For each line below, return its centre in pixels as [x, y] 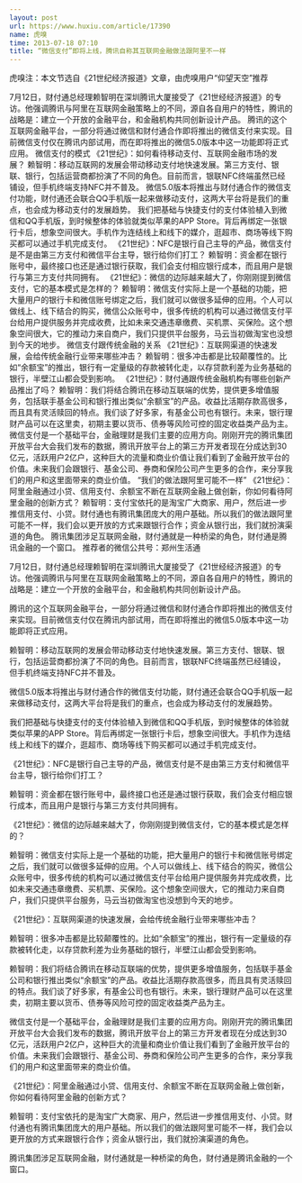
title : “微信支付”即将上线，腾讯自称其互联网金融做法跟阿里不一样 [118, 51]
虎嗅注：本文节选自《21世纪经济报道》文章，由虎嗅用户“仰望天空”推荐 [139, 78]
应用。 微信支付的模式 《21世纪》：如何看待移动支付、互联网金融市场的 [140, 153]
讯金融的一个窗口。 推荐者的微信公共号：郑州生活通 [105, 548]
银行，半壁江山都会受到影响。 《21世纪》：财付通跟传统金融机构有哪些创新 [147, 378]
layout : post [34, 18]
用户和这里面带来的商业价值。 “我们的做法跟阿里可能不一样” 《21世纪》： [159, 480]
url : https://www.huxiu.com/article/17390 [90, 26]
